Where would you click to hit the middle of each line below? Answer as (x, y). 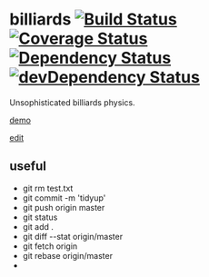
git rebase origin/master (68, 255)
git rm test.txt (48, 188)
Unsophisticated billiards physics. (72, 102)
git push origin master (64, 207)
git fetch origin (50, 246)
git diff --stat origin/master (73, 236)
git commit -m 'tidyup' (64, 198)
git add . (38, 226)
